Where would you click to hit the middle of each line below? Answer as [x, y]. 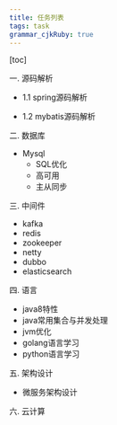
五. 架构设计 [31, 373]
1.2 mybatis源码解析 [58, 117]
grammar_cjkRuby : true [51, 34]
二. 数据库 [27, 136]
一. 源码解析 [31, 78]
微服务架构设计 [50, 393]
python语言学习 [51, 354]
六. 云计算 [27, 412]
